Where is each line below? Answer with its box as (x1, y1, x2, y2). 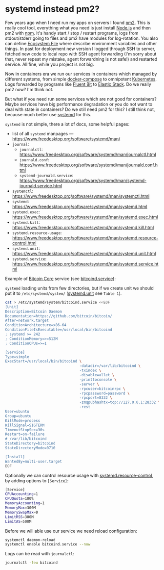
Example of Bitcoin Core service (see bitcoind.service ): (5, 276, 116, 282)
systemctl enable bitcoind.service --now (5, 542, 91, 547)
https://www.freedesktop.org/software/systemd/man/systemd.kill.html (12, 224, 154, 230)
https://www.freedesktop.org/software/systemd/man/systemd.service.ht (12, 261, 159, 267)
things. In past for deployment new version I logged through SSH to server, (5, 46, 156, 52)
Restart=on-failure (5, 432, 45, 437)
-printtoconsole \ (79, 377, 117, 382)
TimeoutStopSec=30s (5, 427, 45, 432)
